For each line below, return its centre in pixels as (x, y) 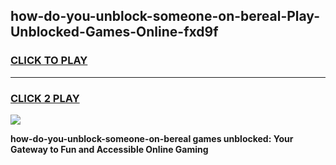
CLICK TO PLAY (49, 61)
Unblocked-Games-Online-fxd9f (114, 32)
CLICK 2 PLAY (45, 98)
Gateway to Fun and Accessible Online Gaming (109, 149)
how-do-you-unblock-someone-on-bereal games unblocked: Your (152, 138)
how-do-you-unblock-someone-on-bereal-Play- (165, 16)
